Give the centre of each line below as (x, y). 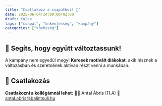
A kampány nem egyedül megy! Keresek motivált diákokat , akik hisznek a (81, 60)
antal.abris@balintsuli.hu (30, 98)
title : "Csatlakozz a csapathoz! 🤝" (43, 10)
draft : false (19, 19)
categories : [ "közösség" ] (32, 28)
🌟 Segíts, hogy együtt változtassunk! (63, 48)
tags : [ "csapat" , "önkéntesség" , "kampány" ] (52, 24)
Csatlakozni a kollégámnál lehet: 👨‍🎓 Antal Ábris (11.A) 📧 (63, 93)
